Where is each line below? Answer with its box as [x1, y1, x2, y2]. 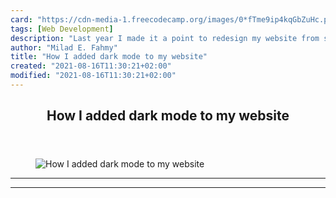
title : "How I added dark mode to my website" [10, 52, 208, 62]
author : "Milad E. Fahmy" [10, 42, 118, 53]
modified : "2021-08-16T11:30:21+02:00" [10, 71, 177, 81]
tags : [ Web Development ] [10, 24, 114, 34]
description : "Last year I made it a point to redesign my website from [10, 33, 320, 43]
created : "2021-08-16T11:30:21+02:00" [10, 61, 172, 71]
